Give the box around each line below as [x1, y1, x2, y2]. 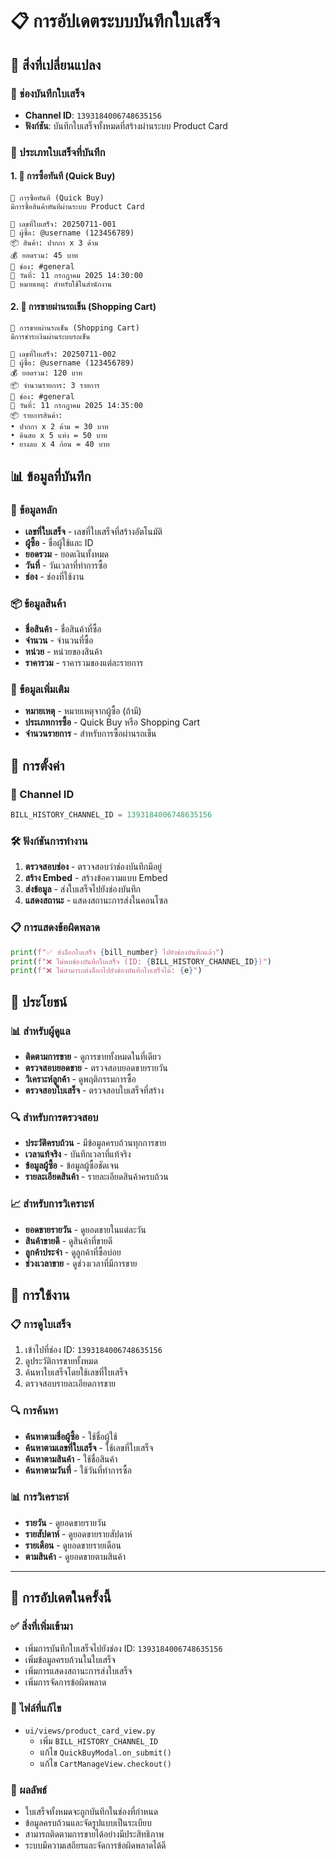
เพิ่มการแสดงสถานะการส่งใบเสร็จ [24, 1664, 133, 1677]
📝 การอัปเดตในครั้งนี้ [10, 1589, 112, 1607]
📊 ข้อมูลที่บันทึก [10, 468, 92, 485]
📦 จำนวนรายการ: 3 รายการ [10, 381, 100, 391]
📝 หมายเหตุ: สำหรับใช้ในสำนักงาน [10, 279, 112, 289]
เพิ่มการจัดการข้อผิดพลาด [24, 1676, 107, 1688]
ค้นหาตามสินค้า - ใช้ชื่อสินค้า [24, 1453, 118, 1465]
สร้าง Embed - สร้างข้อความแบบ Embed [24, 872, 168, 884]
